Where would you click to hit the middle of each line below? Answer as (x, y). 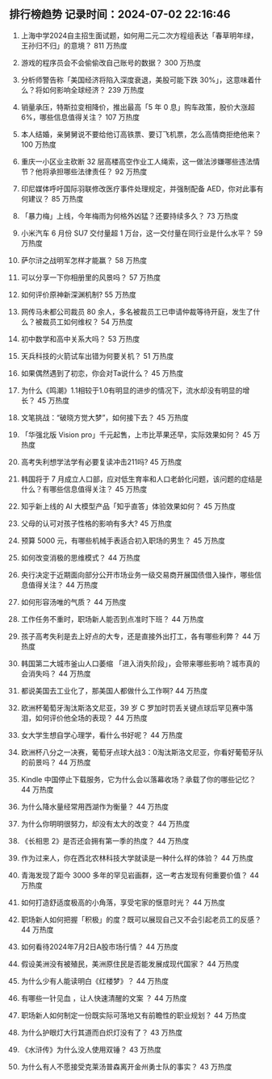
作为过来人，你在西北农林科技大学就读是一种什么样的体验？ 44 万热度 (137, 858)
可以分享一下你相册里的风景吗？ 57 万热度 (90, 277)
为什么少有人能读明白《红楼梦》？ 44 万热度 (94, 981)
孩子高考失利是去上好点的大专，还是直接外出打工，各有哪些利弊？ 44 (136, 636)
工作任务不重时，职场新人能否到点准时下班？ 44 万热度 (112, 619)
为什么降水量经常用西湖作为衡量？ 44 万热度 (94, 806)
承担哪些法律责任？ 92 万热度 (98, 171)
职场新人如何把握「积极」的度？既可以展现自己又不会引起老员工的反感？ (141, 919)
